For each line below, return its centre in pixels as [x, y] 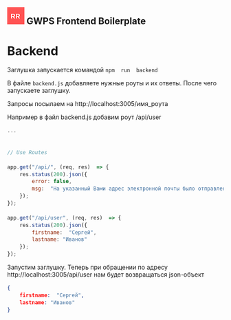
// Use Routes [27, 152]
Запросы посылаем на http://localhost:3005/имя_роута [88, 104]
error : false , [52, 182]
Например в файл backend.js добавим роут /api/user [84, 117]
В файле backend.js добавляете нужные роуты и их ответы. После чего [112, 83]
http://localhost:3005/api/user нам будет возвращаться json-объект [106, 275]
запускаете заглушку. [39, 91]
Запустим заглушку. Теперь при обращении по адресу [88, 267]
